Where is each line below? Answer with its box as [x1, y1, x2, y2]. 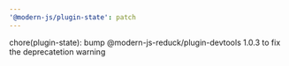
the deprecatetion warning [9, 46, 106, 57]
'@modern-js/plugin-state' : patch [9, 12, 137, 22]
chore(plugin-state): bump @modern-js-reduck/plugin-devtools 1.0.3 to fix [9, 37, 281, 48]
